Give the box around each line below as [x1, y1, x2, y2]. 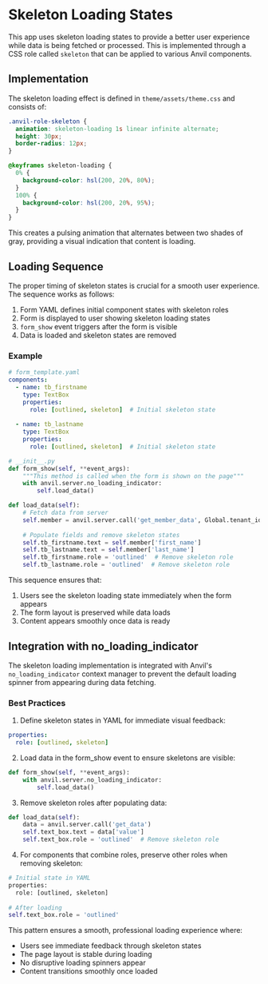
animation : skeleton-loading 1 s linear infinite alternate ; [15, 125, 219, 133]
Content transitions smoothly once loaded [19, 966, 158, 976]
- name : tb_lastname [15, 420, 84, 428]
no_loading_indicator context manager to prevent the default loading [8, 669, 237, 679]
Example [8, 350, 43, 361]
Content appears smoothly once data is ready [19, 616, 171, 626]
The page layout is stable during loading [19, 950, 153, 959]
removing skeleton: [19, 859, 84, 868]
